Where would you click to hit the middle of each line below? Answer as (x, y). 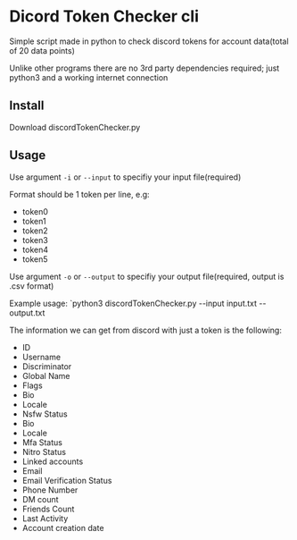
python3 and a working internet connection (89, 77)
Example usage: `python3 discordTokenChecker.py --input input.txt (133, 303)
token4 (35, 249)
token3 (35, 240)
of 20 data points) (42, 50)
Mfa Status (42, 442)
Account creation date (63, 527)
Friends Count (48, 509)
